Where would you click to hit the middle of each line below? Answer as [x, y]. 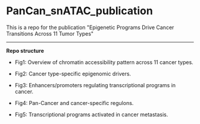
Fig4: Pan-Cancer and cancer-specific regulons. [74, 103]
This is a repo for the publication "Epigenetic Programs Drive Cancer [90, 27]
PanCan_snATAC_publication [79, 11]
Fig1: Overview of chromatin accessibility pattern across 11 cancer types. [104, 62]
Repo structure [25, 50]
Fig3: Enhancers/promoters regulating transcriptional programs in [95, 85]
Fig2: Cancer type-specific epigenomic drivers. [73, 74]
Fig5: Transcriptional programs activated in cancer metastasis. [91, 115]
